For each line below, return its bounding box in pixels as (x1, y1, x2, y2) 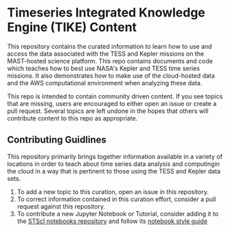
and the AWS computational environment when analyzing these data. (7, 78, 203, 87)
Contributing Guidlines (7, 134, 107, 146)
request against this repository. (16, 202, 105, 211)
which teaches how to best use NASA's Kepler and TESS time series (7, 64, 200, 72)
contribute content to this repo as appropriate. (7, 114, 138, 122)
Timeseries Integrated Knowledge (7, 5, 206, 21)
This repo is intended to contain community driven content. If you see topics (7, 92, 223, 101)
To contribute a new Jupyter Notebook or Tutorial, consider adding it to (16, 209, 218, 218)
